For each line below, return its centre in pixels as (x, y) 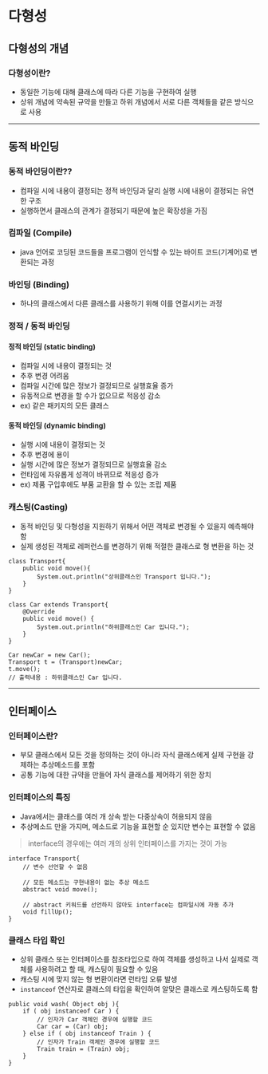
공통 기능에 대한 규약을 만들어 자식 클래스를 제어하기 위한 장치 (115, 775)
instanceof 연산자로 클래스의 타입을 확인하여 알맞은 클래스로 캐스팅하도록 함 (139, 989)
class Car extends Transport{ (59, 604)
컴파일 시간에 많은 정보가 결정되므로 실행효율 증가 (97, 386)
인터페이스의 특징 (39, 797)
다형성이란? (30, 73)
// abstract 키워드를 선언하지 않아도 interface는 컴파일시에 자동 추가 (128, 905)
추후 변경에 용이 (44, 455)
